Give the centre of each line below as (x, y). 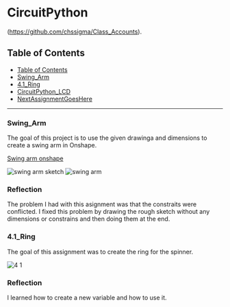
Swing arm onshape (35, 158)
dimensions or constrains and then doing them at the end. (89, 219)
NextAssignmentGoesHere (54, 99)
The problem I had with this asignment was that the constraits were (102, 204)
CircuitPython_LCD (43, 91)
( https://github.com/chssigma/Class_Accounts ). (75, 32)
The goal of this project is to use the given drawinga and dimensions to (107, 138)
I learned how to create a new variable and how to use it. (87, 297)
